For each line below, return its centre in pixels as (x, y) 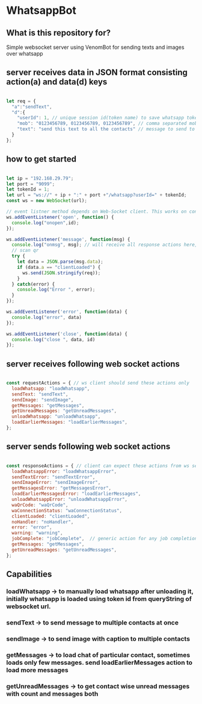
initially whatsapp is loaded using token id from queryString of (99, 599)
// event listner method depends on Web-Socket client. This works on (96, 212)
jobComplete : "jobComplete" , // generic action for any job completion (105, 539)
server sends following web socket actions (88, 447)
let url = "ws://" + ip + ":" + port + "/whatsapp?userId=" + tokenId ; (96, 195)
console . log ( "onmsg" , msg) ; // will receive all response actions (96, 245)
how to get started (41, 159)
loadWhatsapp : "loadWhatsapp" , (51, 388)
